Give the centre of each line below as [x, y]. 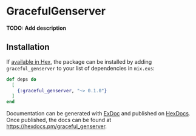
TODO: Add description [36, 28]
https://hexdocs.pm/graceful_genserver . [57, 126]
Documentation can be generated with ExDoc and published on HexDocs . [98, 114]
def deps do [21, 79]
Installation [28, 47]
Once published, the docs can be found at [59, 120]
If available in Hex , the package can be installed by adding [79, 61]
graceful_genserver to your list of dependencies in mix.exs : [80, 68]
